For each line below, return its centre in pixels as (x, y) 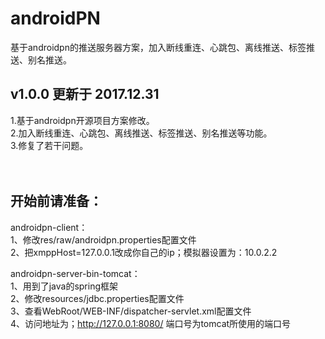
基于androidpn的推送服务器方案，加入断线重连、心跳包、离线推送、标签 (158, 47)
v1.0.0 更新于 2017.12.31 (85, 94)
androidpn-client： (49, 227)
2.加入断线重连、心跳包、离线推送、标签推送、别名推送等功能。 (141, 133)
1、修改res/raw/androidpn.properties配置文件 (103, 239)
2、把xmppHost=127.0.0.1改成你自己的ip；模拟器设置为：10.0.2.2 (144, 252)
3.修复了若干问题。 (49, 145)
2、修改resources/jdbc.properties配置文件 (97, 298)
